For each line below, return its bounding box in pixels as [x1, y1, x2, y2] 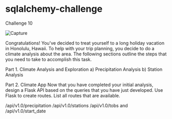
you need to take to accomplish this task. [5, 56, 92, 62]
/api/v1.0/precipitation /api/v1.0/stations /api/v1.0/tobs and [5, 102, 128, 108]
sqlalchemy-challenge [5, 3, 103, 15]
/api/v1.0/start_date [5, 108, 46, 114]
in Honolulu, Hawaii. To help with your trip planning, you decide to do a [5, 45, 155, 51]
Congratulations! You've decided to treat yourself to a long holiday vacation [5, 39, 165, 46]
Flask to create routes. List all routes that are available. [5, 92, 120, 98]
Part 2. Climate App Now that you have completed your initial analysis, [5, 82, 154, 88]
